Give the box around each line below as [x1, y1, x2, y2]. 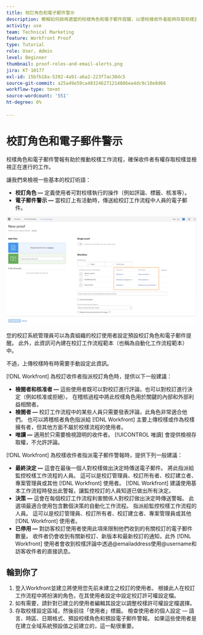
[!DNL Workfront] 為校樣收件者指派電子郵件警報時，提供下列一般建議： [6, 451, 183, 459]
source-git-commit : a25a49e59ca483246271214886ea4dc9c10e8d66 [6, 80, 166, 86]
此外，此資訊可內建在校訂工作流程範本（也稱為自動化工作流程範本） [18, 339, 188, 347]
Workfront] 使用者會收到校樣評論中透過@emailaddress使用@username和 [14, 540, 197, 548]
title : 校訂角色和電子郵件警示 [6, 10, 75, 16]
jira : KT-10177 [6, 67, 45, 73]
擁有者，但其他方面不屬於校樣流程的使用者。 [14, 424, 127, 431]
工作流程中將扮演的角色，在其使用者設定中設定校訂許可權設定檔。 [14, 591, 179, 599]
